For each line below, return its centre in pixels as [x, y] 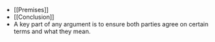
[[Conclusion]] [34, 17]
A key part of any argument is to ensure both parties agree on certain [111, 24]
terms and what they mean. [52, 31]
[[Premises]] [31, 10]
